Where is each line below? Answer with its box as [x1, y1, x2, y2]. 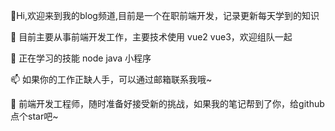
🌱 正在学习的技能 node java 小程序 [10, 52, 152, 64]
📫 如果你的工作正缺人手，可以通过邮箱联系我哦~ [10, 74, 213, 85]
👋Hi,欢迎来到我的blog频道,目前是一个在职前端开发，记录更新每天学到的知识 [10, 10, 320, 21]
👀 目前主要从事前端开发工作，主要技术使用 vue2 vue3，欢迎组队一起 [10, 31, 293, 43]
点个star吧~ [10, 110, 59, 122]
